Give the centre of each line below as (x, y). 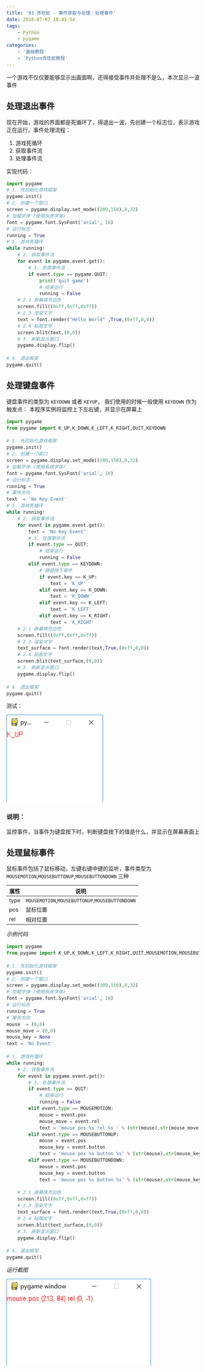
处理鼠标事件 (31, 853)
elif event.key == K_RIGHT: (75, 616)
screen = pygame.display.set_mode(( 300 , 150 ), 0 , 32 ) (72, 985)
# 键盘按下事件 (55, 570)
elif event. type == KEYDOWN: (66, 564)
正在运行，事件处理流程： (39, 130)
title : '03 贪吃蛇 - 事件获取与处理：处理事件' (61, 13)
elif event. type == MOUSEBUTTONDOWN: (76, 1160)
